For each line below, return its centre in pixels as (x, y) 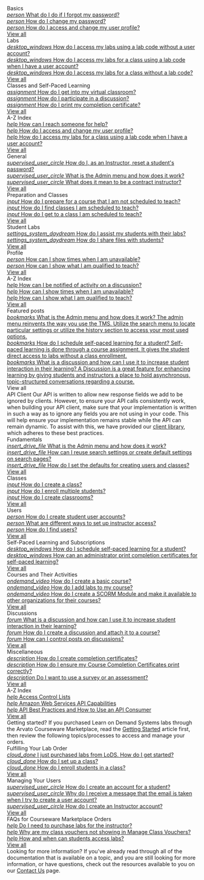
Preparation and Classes (38, 195)
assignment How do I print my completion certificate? (74, 105)
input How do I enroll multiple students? (56, 491)
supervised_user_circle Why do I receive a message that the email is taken (100, 793)
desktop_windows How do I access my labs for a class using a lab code (96, 60)
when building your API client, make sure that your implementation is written (102, 407)
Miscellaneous (25, 652)
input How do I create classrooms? (50, 497)
